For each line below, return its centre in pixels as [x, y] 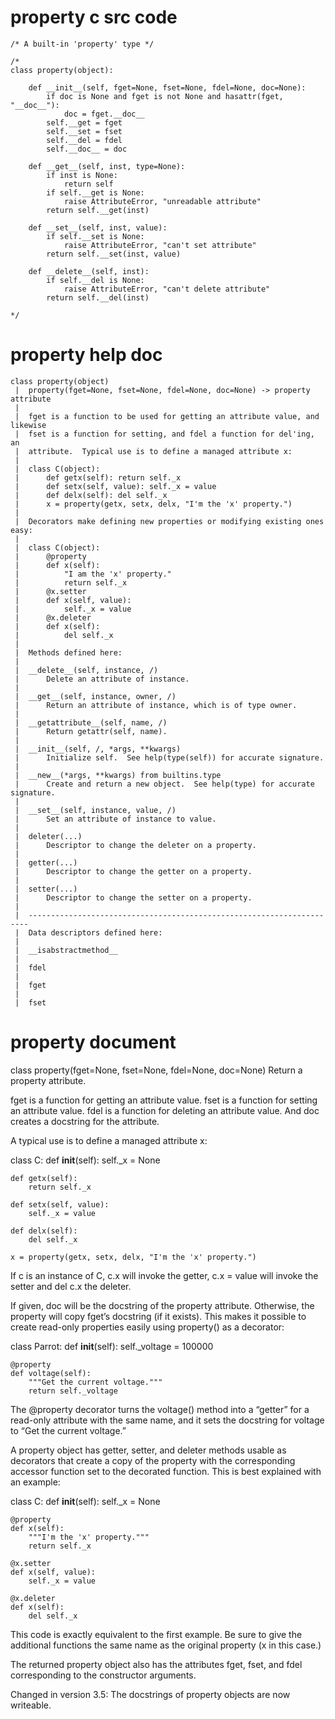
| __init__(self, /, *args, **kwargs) [98, 749]
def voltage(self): [51, 1373]
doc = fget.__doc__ [104, 114]
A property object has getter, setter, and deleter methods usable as [148, 1450]
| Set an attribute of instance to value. [115, 819]
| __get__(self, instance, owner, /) [95, 696]
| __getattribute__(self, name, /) [91, 722]
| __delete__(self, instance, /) [86, 670]
